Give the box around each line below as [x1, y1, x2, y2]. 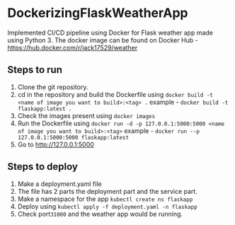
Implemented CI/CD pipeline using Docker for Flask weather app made [7, 28, 214, 37]
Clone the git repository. [17, 83, 88, 91]
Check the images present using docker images [17, 111, 156, 120]
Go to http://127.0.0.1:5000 [17, 140, 94, 149]
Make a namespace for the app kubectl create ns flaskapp [17, 195, 193, 203]
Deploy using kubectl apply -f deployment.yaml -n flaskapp [17, 202, 197, 210]
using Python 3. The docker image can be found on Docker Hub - [7, 35, 198, 44]
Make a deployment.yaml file [17, 179, 102, 188]
